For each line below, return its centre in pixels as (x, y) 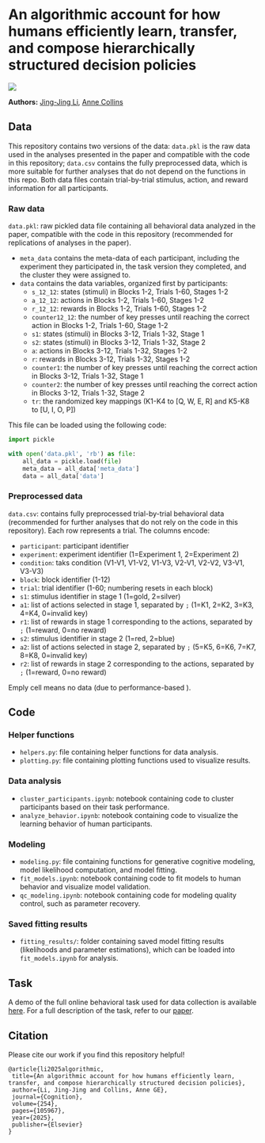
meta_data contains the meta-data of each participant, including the (129, 258)
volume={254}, (35, 1103)
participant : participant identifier (74, 545)
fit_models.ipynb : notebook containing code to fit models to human (130, 878)
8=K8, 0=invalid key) (54, 655)
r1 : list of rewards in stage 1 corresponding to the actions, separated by (136, 621)
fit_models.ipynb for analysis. (69, 958)
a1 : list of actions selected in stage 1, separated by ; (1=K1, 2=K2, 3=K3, (137, 605)
